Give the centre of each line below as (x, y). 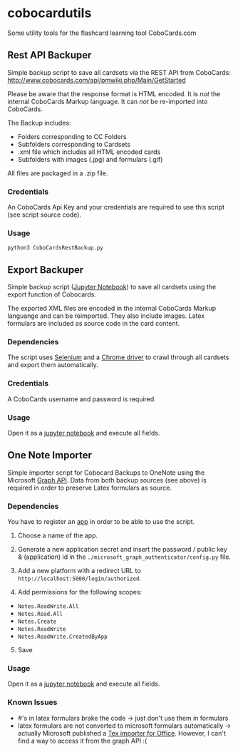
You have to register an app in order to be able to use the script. (101, 522)
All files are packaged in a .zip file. (58, 173)
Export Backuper (46, 270)
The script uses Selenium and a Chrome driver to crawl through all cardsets (118, 357)
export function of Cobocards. (52, 294)
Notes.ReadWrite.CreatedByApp (63, 637)
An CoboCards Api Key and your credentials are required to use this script (116, 207)
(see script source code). (45, 215)
